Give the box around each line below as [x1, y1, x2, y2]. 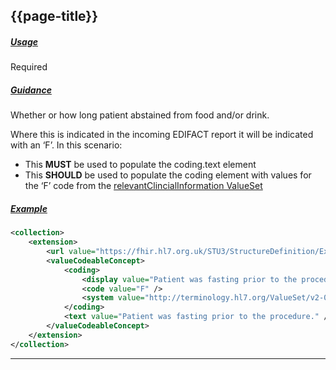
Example [10, 202, 48, 214]
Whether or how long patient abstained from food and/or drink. [10, 109, 270, 121]
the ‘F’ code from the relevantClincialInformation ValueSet [24, 180, 263, 192]
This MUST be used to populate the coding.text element [24, 159, 257, 171]
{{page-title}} [10, 8, 99, 25]
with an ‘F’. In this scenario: [10, 139, 123, 151]
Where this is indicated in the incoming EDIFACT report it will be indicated [10, 129, 314, 141]
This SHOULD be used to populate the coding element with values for [24, 169, 312, 181]
